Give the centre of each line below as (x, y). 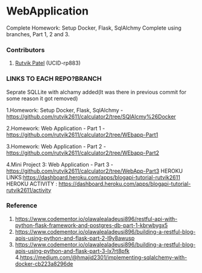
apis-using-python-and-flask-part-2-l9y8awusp (75, 238)
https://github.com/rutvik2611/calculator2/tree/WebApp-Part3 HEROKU (94, 171)
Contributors (26, 50)
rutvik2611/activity (29, 190)
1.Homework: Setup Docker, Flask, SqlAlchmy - (65, 110)
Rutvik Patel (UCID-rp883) (48, 63)
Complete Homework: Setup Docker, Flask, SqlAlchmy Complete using (94, 28)
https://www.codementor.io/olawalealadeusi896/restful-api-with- (96, 219)
